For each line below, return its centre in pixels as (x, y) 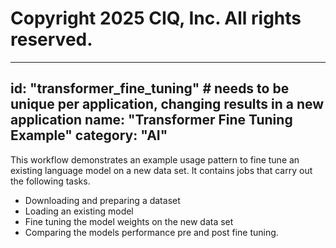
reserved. (51, 39)
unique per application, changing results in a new (167, 104)
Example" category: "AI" (89, 135)
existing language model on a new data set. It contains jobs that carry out (161, 170)
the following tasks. (50, 181)
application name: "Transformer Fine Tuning (151, 120)
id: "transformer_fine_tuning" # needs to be (150, 88)
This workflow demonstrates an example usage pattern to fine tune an (155, 159)
